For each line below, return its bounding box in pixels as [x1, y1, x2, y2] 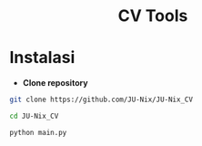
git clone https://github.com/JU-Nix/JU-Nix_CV [9, 95, 194, 105]
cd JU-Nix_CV [9, 111, 59, 120]
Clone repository [22, 78, 88, 89]
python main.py [9, 128, 67, 137]
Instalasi [9, 47, 76, 68]
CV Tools [117, 5, 188, 26]
